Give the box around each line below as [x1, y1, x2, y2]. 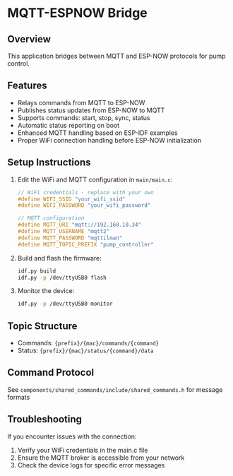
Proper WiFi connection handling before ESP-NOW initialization [17, 136, 202, 144]
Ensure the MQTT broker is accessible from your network [17, 453, 185, 462]
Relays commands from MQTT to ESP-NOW [17, 98, 145, 107]
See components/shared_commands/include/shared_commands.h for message [7, 385, 223, 393]
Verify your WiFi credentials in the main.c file [17, 446, 148, 454]
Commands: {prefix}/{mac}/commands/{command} [17, 339, 160, 347]
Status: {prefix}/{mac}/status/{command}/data [17, 346, 154, 355]
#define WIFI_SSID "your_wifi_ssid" [17, 196, 126, 203]
